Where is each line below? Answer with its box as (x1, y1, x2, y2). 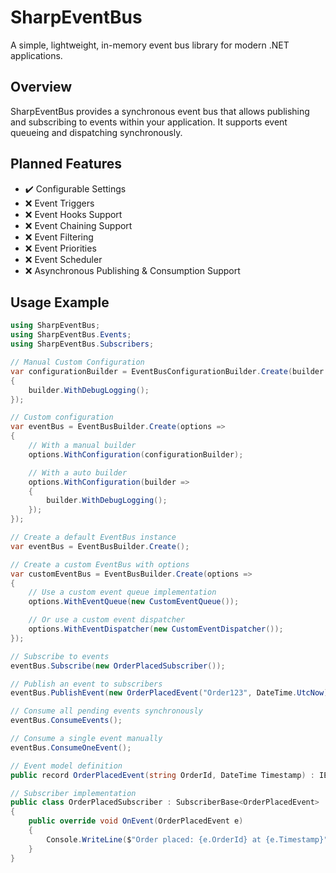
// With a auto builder (28, 467, 128, 478)
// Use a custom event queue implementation (28, 587, 217, 598)
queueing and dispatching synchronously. (10, 126, 183, 138)
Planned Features (10, 156, 123, 173)
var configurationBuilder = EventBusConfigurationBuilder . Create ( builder (10, 366, 325, 376)
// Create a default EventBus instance (10, 532, 177, 542)
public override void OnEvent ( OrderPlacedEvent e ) (28, 816, 244, 826)
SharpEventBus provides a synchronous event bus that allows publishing (10, 105, 310, 117)
